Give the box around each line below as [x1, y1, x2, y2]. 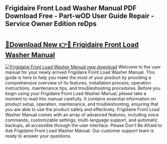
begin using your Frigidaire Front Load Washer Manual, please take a [5, 90, 147, 96]
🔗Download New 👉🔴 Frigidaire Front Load [5, 40, 139, 49]
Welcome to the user [118, 64, 161, 69]
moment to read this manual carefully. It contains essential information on [5, 96, 156, 101]
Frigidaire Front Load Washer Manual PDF [5, 4, 137, 12]
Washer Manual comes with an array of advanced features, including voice [5, 112, 159, 117]
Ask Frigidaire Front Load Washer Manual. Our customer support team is [5, 127, 154, 133]
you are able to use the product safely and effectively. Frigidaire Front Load [5, 106, 160, 112]
